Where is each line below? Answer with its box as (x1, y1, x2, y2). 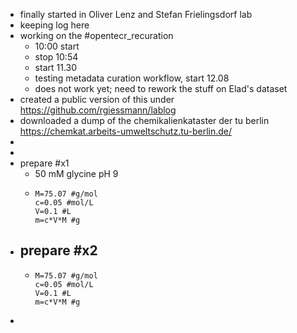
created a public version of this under (19, 94, 175, 105)
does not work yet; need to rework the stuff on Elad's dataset (34, 83, 288, 94)
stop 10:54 (34, 51, 79, 63)
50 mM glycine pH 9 (34, 168, 119, 179)
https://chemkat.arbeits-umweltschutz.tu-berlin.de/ (19, 125, 232, 137)
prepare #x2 (19, 242, 98, 259)
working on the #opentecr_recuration (19, 30, 174, 41)
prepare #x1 (19, 157, 70, 169)
